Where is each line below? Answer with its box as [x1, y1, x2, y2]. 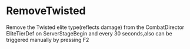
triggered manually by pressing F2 [6, 36, 89, 43]
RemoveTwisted [6, 4, 86, 18]
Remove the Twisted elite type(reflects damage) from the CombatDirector [6, 24, 185, 31]
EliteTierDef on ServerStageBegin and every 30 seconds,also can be [6, 30, 172, 37]
